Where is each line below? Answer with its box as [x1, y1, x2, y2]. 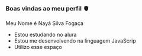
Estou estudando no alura [14, 31, 77, 38]
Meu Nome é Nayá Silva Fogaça [5, 20, 84, 27]
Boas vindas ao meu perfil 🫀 [5, 4, 89, 12]
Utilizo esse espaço [14, 44, 63, 51]
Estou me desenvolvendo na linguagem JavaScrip [14, 37, 137, 44]
